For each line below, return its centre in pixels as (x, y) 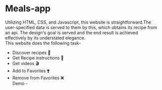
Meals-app (28, 9)
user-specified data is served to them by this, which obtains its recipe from (81, 27)
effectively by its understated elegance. (45, 38)
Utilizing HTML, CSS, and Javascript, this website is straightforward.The (78, 22)
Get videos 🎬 (26, 63)
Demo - (20, 83)
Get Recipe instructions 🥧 (38, 58)
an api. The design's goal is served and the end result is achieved (72, 32)
